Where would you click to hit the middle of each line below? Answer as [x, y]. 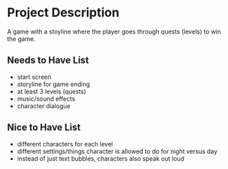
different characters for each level [65, 144]
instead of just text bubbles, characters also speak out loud [101, 158]
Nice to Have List [44, 128]
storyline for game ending [53, 84]
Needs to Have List [48, 61]
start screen [34, 77]
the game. [21, 38]
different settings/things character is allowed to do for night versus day [117, 151]
